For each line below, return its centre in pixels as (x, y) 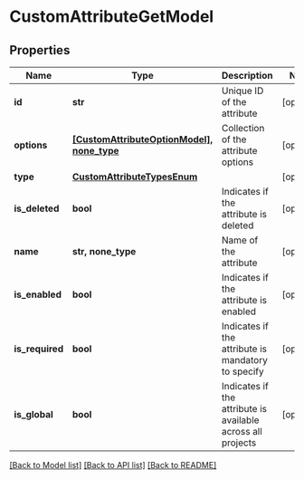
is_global (34, 414)
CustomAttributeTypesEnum (135, 177)
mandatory (245, 360)
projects (239, 443)
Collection (243, 128)
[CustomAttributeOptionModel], (142, 139)
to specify (242, 371)
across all (242, 431)
